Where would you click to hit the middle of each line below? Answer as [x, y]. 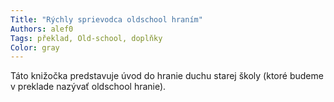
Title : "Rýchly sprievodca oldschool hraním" [106, 19]
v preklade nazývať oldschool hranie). [88, 87]
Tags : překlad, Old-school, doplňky [86, 38]
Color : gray [35, 47]
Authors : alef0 [42, 29]
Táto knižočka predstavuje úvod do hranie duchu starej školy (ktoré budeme [167, 76]
